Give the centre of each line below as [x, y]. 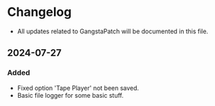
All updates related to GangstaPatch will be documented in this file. [113, 31]
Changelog [39, 12]
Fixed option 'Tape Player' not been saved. [78, 88]
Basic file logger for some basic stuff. [71, 95]
